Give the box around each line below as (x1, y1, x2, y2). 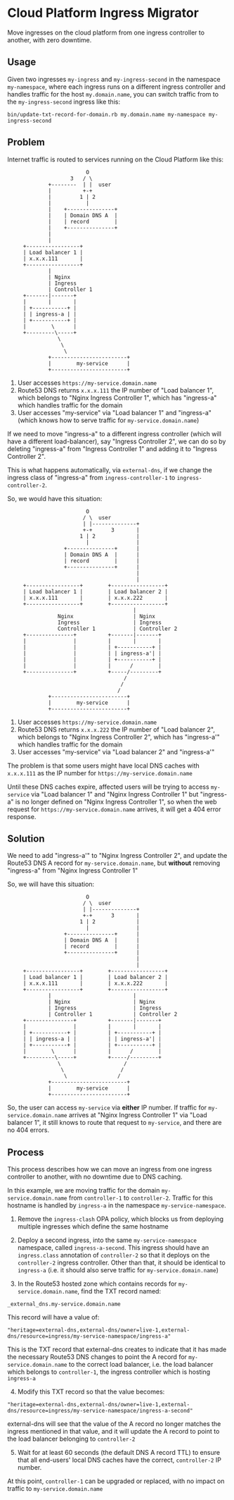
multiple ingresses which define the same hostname (17, 1222, 169, 1231)
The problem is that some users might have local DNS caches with (7, 761, 200, 770)
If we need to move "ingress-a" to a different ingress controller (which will (7, 429, 221, 438)
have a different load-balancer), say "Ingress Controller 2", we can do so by (7, 437, 226, 445)
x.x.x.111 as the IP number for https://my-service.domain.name (7, 768, 193, 777)
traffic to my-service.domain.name (7, 1484, 103, 1493)
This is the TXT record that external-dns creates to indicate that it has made (7, 1345, 227, 1354)
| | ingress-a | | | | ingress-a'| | (22, 1035, 162, 1043)
